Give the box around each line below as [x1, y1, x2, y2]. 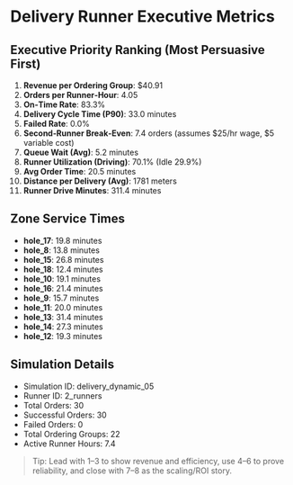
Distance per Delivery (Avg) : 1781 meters [22, 175, 178, 186]
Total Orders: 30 [22, 400, 84, 410]
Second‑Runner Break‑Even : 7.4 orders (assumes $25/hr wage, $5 [22, 128, 275, 139]
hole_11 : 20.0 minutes [22, 301, 103, 312]
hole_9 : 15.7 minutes [22, 292, 100, 303]
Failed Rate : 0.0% [22, 119, 91, 129]
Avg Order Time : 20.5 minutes [22, 166, 137, 176]
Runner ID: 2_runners [22, 390, 102, 401]
